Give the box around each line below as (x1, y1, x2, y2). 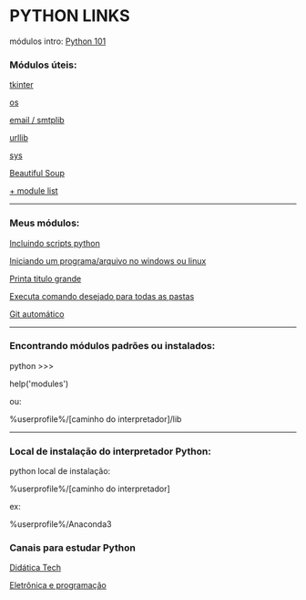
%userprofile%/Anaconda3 (9, 519, 112, 530)
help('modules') (9, 378, 69, 389)
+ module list (9, 185, 58, 196)
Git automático (9, 308, 65, 320)
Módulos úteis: (9, 58, 77, 71)
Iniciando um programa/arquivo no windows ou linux (9, 255, 207, 266)
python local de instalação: (9, 466, 111, 477)
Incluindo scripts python (9, 237, 100, 248)
